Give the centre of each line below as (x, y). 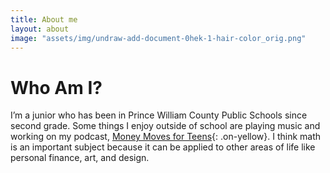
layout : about (40, 29)
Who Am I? (56, 87)
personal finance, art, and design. (80, 158)
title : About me (44, 19)
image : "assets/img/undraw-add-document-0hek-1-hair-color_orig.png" (158, 38)
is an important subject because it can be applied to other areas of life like (163, 147)
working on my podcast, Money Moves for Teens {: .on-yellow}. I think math (166, 137)
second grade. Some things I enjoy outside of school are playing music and (165, 126)
